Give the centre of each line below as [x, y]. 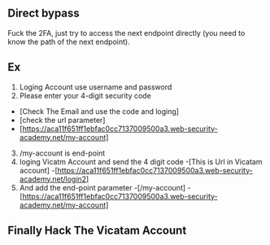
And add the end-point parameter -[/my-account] [102, 187]
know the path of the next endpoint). [69, 42]
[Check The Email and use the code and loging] [99, 111]
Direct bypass [44, 13]
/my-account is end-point [62, 153]
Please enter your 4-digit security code [85, 95]
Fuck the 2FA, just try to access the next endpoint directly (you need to [126, 33]
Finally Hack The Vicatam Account [97, 231]
